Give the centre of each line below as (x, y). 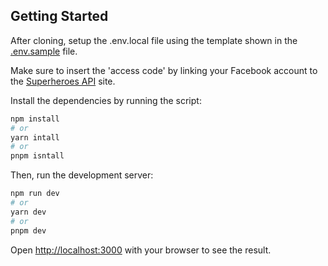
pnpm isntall (37, 156)
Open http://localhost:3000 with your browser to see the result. (141, 250)
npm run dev (35, 194)
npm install (35, 119)
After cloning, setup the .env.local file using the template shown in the (154, 40)
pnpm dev (28, 230)
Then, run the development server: (82, 175)
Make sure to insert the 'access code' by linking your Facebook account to (164, 70)
